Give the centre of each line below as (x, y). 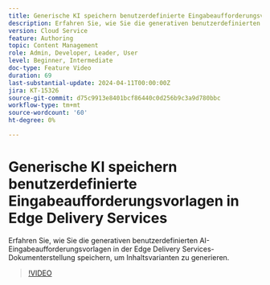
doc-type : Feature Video (50, 68)
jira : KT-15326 (34, 90)
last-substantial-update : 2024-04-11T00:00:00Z (90, 83)
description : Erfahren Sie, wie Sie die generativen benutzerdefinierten (135, 23)
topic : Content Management (53, 46)
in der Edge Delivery (147, 249)
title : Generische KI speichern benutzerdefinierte (96, 16)
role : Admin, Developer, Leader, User (73, 53)
